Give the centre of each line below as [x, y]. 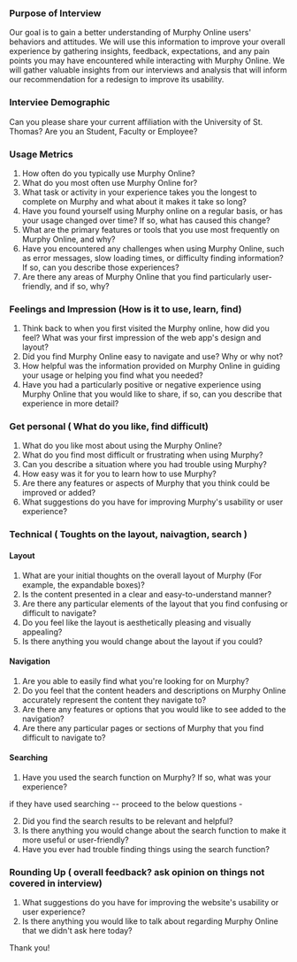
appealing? [42, 632]
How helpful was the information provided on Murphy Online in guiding [151, 366]
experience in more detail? [70, 404]
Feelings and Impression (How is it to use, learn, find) [126, 309]
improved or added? [58, 493]
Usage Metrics [41, 154]
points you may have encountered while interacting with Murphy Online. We [147, 61]
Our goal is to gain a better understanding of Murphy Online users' [130, 33]
